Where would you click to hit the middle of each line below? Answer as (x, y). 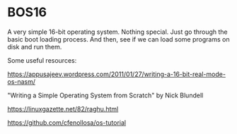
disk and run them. (35, 47)
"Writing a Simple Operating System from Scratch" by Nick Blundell (105, 95)
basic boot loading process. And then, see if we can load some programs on (118, 39)
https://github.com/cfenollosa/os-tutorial (67, 122)
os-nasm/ (22, 81)
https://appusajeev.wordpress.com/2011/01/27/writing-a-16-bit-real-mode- (117, 74)
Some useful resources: (42, 60)
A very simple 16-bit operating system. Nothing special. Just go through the (117, 32)
